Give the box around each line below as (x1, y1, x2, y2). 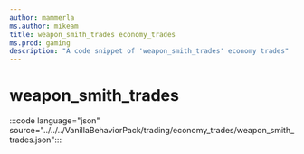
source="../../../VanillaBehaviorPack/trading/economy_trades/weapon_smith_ (9, 125, 295, 136)
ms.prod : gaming (9, 38, 71, 48)
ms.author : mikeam (9, 22, 79, 31)
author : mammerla (9, 13, 75, 23)
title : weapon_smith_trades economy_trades (9, 30, 176, 39)
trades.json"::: (9, 134, 62, 145)
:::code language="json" (9, 115, 100, 126)
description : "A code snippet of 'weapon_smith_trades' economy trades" (9, 47, 290, 56)
